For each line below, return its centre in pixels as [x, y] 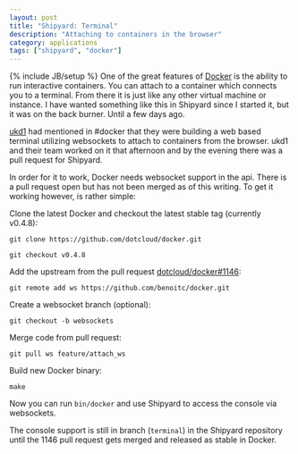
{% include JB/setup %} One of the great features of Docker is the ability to [149, 76]
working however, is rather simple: [72, 197]
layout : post [34, 17]
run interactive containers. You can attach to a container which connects [143, 86]
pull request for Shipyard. [56, 160]
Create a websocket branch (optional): [80, 305]
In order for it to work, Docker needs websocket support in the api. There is [148, 177]
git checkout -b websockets [62, 321]
